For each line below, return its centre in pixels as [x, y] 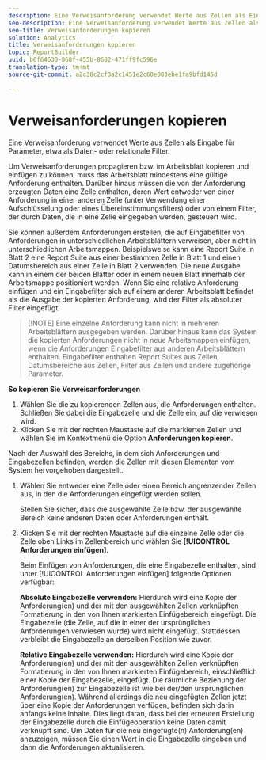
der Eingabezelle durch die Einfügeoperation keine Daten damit [123, 722]
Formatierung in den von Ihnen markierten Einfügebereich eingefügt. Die [138, 614]
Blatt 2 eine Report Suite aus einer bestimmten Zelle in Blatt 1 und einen [125, 257]
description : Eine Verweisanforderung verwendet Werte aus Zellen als [127, 15]
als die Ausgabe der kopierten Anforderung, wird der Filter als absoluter [125, 299]
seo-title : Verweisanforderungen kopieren [79, 30]
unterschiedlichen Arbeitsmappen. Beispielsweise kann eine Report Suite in [131, 249]
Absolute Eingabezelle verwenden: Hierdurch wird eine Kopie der [128, 597]
